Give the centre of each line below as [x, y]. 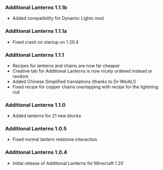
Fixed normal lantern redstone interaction [55, 139]
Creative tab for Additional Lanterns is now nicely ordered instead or [82, 71]
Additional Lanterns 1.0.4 [36, 152]
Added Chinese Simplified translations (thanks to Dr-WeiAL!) [74, 82]
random [20, 76]
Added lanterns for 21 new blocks [47, 116]
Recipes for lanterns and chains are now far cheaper [66, 66]
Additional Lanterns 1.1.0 [35, 105]
